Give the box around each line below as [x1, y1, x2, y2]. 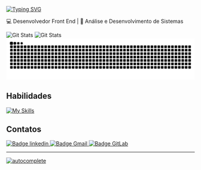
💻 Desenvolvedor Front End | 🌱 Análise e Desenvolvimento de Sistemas [6, 18, 184, 25]
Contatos [6, 124, 42, 134]
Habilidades [6, 91, 52, 101]
